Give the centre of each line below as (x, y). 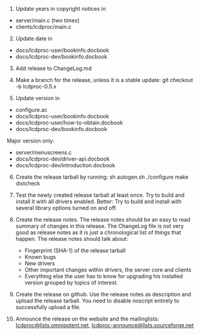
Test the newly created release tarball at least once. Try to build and (100, 195)
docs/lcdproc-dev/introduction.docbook (65, 165)
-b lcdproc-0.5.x (36, 86)
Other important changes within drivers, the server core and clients (108, 270)
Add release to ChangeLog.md (54, 68)
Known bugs (40, 257)
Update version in (37, 98)
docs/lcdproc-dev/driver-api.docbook (63, 159)
